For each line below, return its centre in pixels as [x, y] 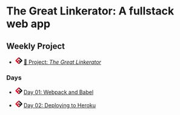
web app [28, 24]
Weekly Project [36, 46]
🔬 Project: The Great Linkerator [62, 62]
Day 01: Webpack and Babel [58, 92]
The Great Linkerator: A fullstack [90, 11]
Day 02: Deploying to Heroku [59, 105]
